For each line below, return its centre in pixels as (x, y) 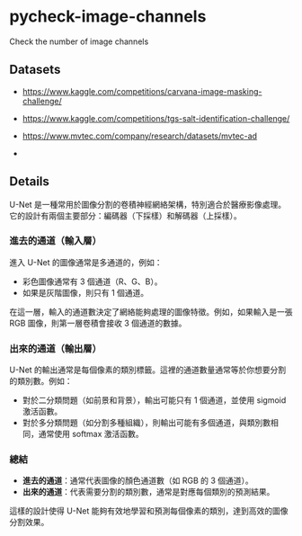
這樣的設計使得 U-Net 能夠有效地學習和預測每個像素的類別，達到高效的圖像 (149, 511)
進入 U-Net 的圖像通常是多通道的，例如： (86, 262)
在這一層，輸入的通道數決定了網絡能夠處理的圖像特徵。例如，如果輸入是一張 (151, 311)
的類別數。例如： (41, 381)
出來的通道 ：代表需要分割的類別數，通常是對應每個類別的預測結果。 (148, 492)
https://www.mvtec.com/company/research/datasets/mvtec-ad (140, 136)
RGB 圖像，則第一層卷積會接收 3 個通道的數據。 (98, 323)
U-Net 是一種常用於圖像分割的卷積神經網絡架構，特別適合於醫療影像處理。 (148, 204)
